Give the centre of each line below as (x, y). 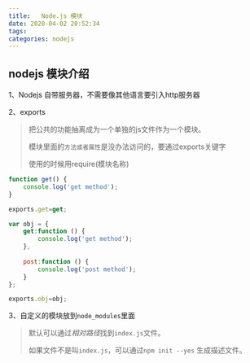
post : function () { (56, 261)
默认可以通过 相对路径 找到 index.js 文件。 (96, 333)
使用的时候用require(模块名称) (79, 164)
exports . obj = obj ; (38, 299)
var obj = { (29, 224)
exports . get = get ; (38, 209)
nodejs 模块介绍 (49, 74)
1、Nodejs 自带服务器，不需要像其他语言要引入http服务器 (105, 95)
